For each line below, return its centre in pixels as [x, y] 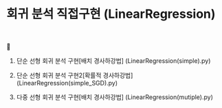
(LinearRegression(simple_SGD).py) [67, 83]
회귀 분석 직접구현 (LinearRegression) [111, 14]
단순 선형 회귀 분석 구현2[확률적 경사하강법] [75, 75]
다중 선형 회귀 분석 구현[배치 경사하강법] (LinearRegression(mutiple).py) [115, 97]
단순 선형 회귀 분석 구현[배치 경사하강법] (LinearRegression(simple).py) [113, 60]
